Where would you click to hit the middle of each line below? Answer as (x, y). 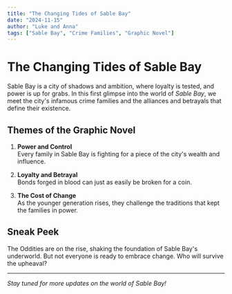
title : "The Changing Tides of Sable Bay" (69, 13)
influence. (31, 161)
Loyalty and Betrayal (47, 175)
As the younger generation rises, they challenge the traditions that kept (118, 203)
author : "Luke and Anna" (43, 26)
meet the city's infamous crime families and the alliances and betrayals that (115, 101)
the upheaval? (27, 263)
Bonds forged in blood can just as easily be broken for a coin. (104, 182)
